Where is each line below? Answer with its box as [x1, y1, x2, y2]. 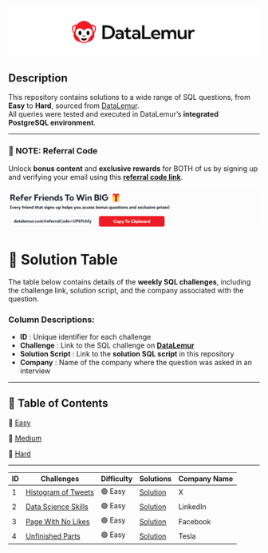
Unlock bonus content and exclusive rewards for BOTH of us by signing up [8, 163, 258, 173]
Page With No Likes [26, 516, 90, 526]
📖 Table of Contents [8, 396, 108, 410]
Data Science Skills [26, 502, 89, 511]
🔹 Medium [8, 433, 42, 443]
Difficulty [100, 474, 133, 483]
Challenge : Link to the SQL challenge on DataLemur [19, 340, 195, 350]
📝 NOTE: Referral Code [8, 145, 98, 157]
